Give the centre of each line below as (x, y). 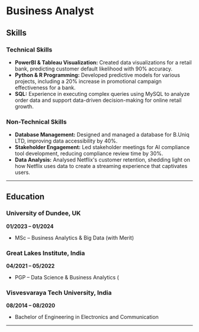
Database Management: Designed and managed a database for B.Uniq (102, 135)
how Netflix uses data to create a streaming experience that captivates (101, 166)
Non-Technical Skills (36, 121)
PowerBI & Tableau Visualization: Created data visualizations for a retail (103, 62)
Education (25, 196)
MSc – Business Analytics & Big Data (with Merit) (74, 237)
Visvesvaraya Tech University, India (59, 293)
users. (23, 172)
